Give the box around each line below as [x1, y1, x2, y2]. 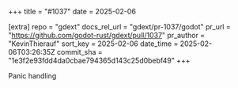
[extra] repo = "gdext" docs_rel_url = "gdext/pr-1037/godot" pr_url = [8, 22, 231, 31]
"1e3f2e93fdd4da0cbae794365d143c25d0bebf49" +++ [8, 55, 191, 65]
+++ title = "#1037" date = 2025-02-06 [8, 7, 137, 16]
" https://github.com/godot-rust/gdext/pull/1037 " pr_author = [8, 31, 206, 40]
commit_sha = [56, 48, 103, 56]
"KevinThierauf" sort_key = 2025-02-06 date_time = [8, 39, 179, 48]
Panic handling [8, 71, 57, 80]
